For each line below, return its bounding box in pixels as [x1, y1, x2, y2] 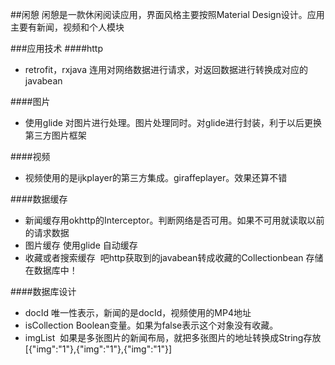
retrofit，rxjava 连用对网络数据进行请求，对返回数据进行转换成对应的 [24, 64, 308, 75]
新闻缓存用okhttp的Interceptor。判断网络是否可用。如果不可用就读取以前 [24, 214, 325, 226]
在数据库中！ [24, 264, 78, 276]
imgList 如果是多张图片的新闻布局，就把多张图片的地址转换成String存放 [24, 332, 322, 343]
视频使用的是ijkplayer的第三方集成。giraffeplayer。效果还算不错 [24, 172, 288, 183]
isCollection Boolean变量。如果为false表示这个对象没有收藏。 [24, 319, 279, 331]
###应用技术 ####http [10, 43, 104, 54]
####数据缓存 [10, 193, 68, 205]
